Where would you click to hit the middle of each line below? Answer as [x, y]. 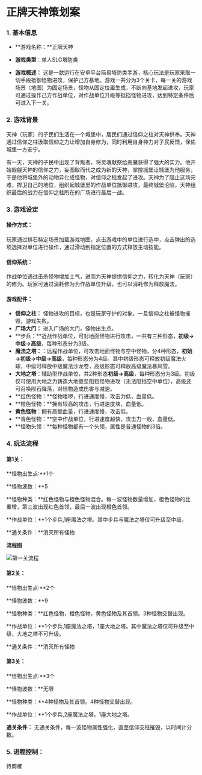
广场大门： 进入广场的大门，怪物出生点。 [66, 329]
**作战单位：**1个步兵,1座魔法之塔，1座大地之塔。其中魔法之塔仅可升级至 [98, 626]
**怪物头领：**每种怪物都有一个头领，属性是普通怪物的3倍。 [90, 426]
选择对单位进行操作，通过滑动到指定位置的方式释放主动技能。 [87, 247]
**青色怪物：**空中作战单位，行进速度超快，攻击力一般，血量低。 [96, 419]
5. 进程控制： [25, 751]
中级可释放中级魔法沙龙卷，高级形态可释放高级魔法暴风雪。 [99, 366]
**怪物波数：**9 [27, 600]
